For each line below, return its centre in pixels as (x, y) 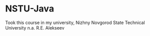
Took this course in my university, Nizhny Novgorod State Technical (75, 22)
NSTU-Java (30, 9)
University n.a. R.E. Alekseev (35, 27)
